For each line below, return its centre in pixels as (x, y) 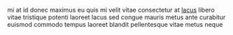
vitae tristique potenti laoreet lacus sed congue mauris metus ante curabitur (116, 17)
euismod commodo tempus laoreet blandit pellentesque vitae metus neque (115, 24)
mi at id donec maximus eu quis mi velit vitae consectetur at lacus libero (111, 10)
